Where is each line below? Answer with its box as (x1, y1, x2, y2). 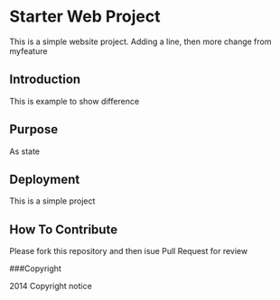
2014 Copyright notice (9, 281, 92, 292)
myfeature (9, 45, 48, 56)
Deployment (9, 171, 80, 186)
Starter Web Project (9, 6, 161, 27)
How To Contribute (9, 222, 118, 237)
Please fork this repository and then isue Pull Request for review (9, 246, 248, 257)
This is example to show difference (9, 95, 140, 106)
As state (9, 146, 41, 157)
